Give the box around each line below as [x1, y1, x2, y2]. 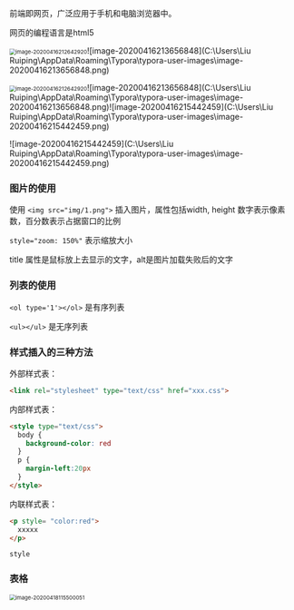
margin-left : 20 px [25, 464, 92, 474]
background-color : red [25, 438, 112, 448]
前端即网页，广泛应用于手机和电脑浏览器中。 [9, 8, 177, 18]
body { [17, 430, 43, 439]
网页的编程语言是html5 [9, 27, 94, 38]
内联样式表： [9, 498, 57, 509]
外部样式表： [9, 368, 57, 379]
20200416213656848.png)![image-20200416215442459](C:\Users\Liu [9, 102, 274, 112]
